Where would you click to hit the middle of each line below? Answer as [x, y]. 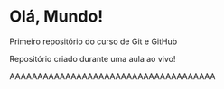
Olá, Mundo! [56, 17]
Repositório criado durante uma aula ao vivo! [93, 58]
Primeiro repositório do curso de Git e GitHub [93, 41]
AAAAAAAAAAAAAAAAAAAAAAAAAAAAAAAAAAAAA [112, 76]
